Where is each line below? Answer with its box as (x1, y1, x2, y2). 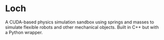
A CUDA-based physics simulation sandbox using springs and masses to (5, 19, 154, 25)
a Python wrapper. (5, 29, 43, 35)
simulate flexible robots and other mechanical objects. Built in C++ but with (5, 24, 159, 30)
